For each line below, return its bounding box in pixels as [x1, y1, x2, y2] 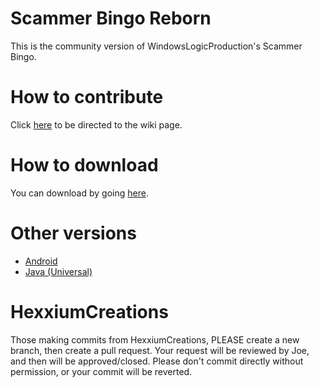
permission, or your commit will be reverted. [10, 365, 193, 377]
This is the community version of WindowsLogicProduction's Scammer [10, 40, 303, 52]
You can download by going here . [10, 187, 149, 199]
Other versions [10, 222, 137, 244]
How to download [10, 154, 159, 177]
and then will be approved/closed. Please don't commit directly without [10, 355, 304, 367]
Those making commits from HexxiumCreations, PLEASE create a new [10, 333, 300, 346]
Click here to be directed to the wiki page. [10, 118, 183, 131]
